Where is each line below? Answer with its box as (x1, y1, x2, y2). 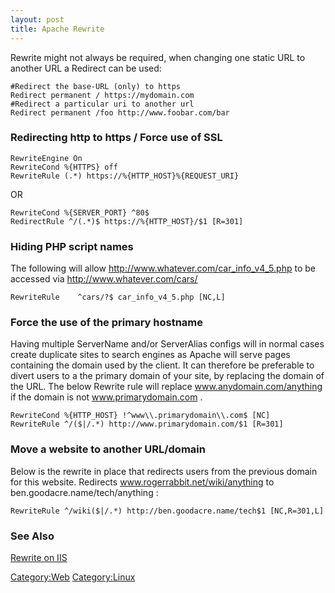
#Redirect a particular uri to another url (10, 99, 195, 109)
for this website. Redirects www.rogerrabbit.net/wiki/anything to (10, 476, 275, 488)
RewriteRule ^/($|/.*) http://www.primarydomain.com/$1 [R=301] (10, 419, 284, 430)
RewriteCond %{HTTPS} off (10, 162, 118, 172)
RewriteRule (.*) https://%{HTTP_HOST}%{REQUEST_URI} (10, 171, 240, 181)
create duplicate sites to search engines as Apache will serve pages (10, 349, 291, 361)
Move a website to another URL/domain (10, 442, 206, 456)
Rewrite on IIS (10, 551, 68, 563)
